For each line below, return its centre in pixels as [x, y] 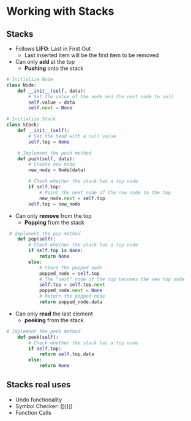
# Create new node [52, 164]
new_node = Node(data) [57, 170]
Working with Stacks [60, 11]
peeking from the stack [54, 320]
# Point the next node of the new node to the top [105, 192]
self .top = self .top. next [72, 285]
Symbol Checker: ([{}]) [44, 406]
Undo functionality [39, 400]
